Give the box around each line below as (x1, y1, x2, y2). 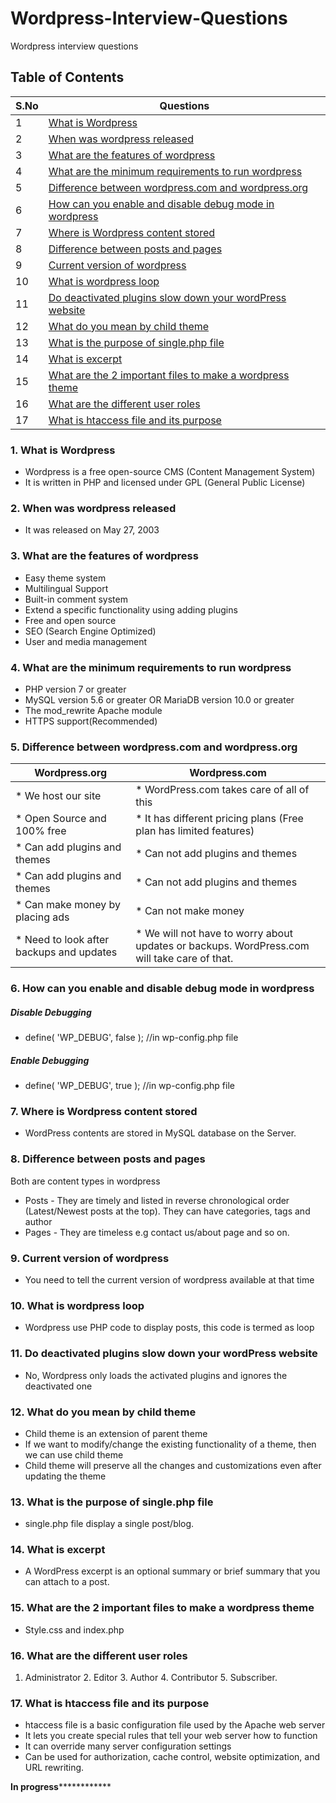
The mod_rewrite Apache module (24, 704, 163, 716)
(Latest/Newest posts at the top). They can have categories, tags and (24, 1205, 311, 1217)
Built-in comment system (24, 593, 128, 605)
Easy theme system (24, 572, 107, 584)
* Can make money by (15, 898, 121, 912)
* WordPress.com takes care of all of (135, 783, 310, 797)
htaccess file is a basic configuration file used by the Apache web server (24, 1719, 326, 1731)
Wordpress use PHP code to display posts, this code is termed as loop (24, 1322, 315, 1334)
